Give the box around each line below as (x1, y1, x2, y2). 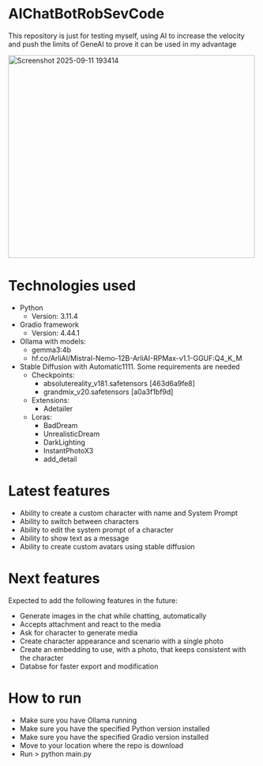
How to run (8, 689, 82, 707)
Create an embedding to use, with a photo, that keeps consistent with (19, 644, 246, 654)
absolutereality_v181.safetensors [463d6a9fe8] (43, 378, 196, 388)
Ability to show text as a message (19, 533, 130, 543)
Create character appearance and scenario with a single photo (19, 636, 224, 646)
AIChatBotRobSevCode (8, 5, 164, 23)
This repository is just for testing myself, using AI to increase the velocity (8, 31, 245, 40)
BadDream (43, 420, 78, 430)
